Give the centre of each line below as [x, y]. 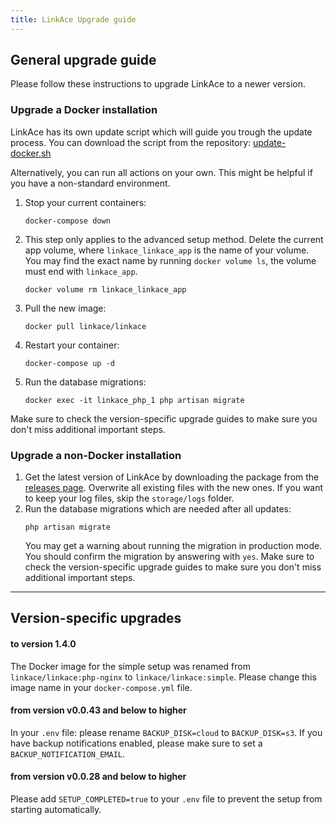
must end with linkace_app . [81, 271]
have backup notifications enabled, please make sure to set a [136, 743]
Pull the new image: [65, 308]
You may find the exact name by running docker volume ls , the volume [170, 260]
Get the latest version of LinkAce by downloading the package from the [172, 477]
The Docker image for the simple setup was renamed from [131, 666]
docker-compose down [67, 221]
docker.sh [31, 153]
